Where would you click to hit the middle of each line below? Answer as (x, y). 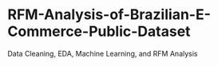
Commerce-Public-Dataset (99, 31)
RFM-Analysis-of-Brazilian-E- (109, 15)
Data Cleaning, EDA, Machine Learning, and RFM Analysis (103, 53)
